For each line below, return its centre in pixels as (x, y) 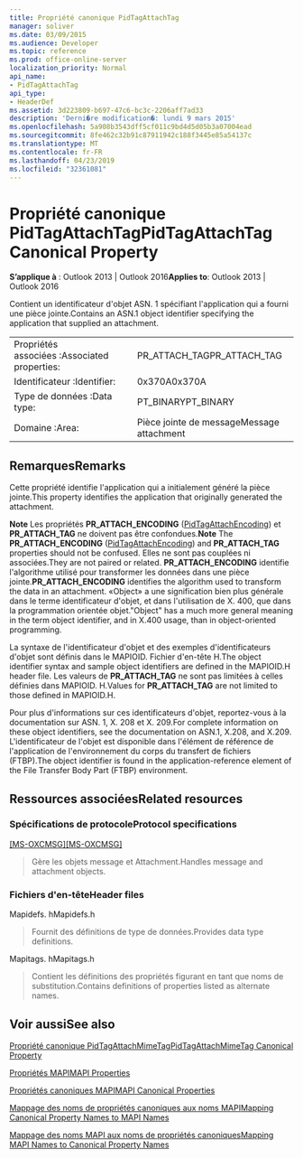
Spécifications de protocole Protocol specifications (123, 825)
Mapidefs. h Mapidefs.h (52, 914)
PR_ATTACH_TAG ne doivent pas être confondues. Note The (121, 534)
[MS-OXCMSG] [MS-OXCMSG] (66, 844)
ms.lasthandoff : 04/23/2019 (62, 160)
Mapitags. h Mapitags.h (52, 959)
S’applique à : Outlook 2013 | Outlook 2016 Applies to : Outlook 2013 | (138, 277)
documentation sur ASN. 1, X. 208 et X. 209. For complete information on (144, 723)
